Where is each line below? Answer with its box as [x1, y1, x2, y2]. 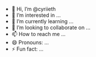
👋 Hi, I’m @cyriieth [11, 6, 56, 12]
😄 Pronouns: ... [11, 39, 49, 46]
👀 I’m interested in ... [11, 12, 61, 19]
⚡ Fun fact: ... [11, 45, 44, 52]
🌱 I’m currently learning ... [11, 18, 74, 24]
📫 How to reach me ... [11, 31, 66, 37]
